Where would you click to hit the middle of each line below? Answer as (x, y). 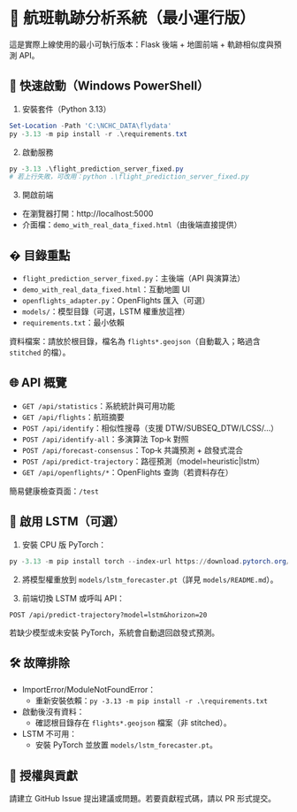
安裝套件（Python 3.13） (66, 109)
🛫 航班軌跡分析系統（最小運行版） (133, 18)
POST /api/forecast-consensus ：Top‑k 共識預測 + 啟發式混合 (132, 450)
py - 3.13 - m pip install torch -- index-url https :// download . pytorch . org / (150, 561)
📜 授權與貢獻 (43, 775)
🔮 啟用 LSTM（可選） (67, 521)
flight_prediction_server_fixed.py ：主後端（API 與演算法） (133, 279)
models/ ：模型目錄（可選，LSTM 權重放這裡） (106, 311)
